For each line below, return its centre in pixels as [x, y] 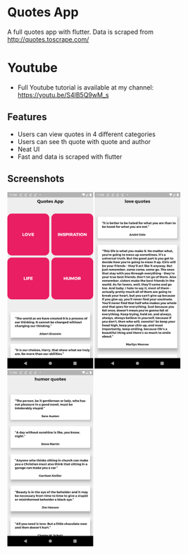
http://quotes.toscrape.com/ [48, 39]
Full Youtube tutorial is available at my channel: [86, 87]
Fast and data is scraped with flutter [70, 157]
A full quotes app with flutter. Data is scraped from [80, 32]
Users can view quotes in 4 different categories [87, 134]
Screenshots [36, 179]
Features [27, 117]
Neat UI [29, 149]
